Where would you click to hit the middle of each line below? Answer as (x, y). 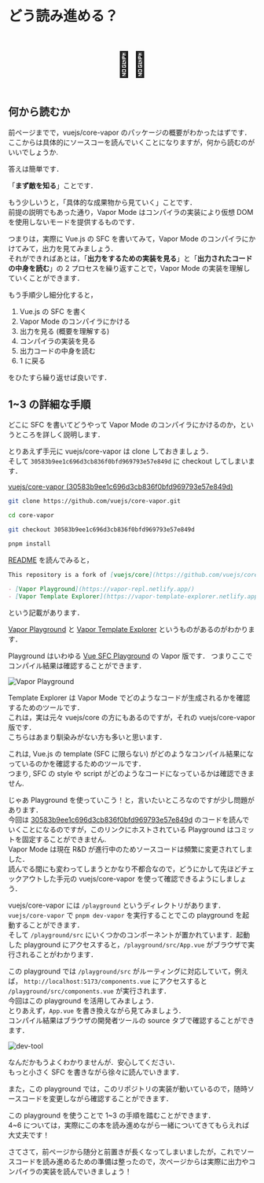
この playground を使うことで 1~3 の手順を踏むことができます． (112, 1115)
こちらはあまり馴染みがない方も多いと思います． (87, 737)
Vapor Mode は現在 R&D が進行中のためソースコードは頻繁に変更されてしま (130, 849)
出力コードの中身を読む (57, 350)
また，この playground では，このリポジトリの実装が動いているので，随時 (128, 1089)
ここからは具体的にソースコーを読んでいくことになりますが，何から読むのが (132, 142)
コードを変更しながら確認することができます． (97, 1098)
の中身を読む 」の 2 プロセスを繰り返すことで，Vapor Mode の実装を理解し (129, 268)
